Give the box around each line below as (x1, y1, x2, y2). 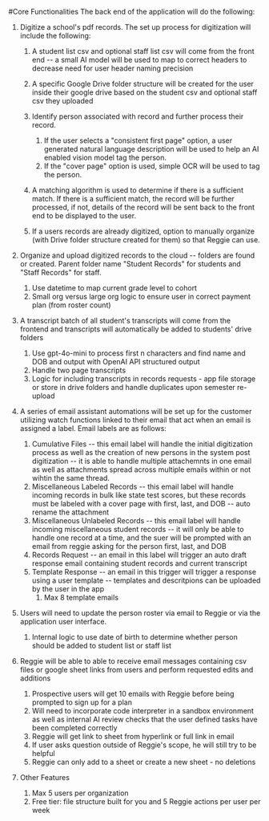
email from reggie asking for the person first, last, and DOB (31, 542, 227, 551)
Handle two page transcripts (31, 365, 126, 375)
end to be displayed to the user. (31, 211, 137, 220)
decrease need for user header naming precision (31, 63, 194, 73)
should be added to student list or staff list (31, 641, 172, 650)
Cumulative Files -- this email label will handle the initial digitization (31, 439, 254, 449)
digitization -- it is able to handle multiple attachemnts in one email (31, 457, 252, 465)
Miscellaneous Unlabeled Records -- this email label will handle (31, 516, 242, 525)
